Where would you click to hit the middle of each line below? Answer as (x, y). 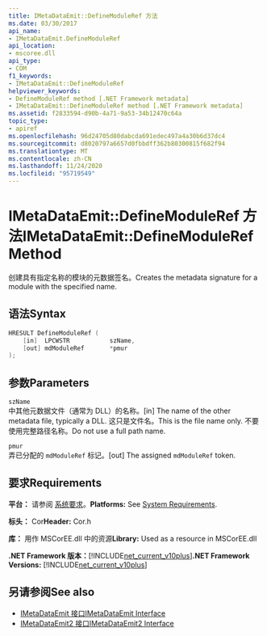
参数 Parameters (49, 383)
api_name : (25, 31)
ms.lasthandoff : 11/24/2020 (56, 166)
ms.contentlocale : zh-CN (50, 158)
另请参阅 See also (52, 592)
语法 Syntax (37, 314)
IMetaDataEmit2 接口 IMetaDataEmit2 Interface (97, 623)
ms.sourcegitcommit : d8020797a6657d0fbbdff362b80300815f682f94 (117, 143)
